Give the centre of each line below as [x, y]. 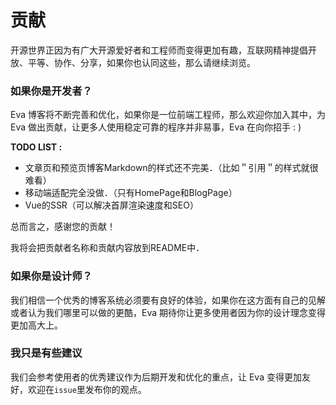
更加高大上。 [36, 325]
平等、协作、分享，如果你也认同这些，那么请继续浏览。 [141, 62]
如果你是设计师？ [51, 276]
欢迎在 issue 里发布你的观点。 [87, 389]
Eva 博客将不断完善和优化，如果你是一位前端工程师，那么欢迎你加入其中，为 [168, 115]
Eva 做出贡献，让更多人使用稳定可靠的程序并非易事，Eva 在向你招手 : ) [156, 127]
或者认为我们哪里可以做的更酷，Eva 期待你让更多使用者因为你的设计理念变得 [168, 312]
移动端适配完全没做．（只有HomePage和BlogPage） [131, 193]
